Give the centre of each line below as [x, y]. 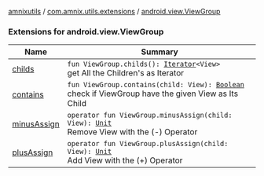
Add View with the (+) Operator [125, 160]
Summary [159, 52]
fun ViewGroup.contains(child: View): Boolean [156, 85]
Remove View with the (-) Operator [132, 132]
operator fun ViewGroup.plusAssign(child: [148, 144]
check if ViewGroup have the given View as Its [152, 93]
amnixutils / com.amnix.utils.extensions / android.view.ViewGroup [114, 11]
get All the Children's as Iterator [126, 73]
